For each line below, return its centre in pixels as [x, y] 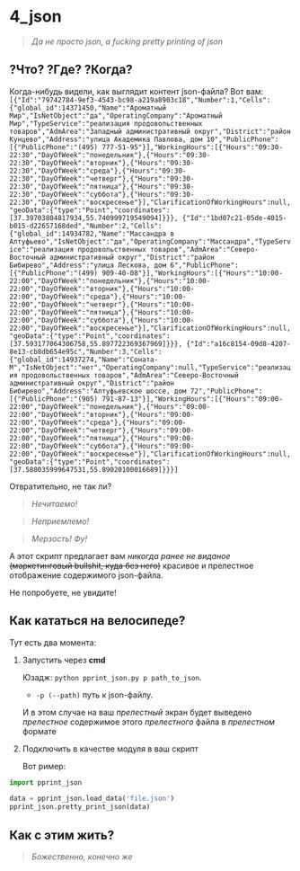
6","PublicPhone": [205, 265]
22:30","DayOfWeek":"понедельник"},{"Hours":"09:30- [110, 155]
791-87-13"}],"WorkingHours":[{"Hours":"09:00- [192, 399]
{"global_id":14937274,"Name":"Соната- [84, 360]
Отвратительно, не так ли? [61, 486]
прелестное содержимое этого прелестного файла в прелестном [149, 722]
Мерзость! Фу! [59, 538]
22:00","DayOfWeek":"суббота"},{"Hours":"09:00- [102, 446]
